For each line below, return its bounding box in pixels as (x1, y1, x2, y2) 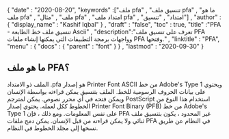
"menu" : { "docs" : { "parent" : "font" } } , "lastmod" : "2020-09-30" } (7, 42, 204, 50)
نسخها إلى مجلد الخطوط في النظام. (7, 123, 98, 132)
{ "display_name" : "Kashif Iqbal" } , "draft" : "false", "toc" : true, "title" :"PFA (7, 21, 221, 28)
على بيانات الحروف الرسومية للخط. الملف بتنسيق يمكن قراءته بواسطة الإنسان (7, 87, 206, 95)
